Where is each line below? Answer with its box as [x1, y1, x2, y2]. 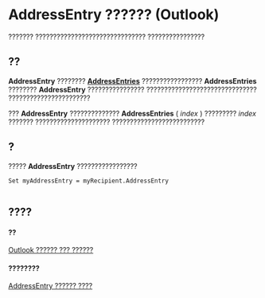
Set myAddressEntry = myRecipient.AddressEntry [8, 177, 170, 185]
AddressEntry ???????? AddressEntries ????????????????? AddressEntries [8, 76, 257, 85]
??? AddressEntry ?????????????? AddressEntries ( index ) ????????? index [8, 108, 257, 118]
